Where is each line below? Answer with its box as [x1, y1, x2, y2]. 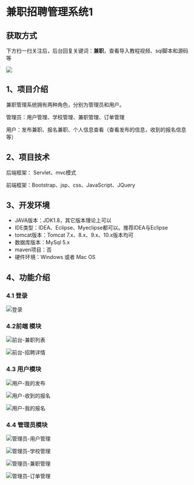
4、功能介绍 [6, 272, 51, 282]
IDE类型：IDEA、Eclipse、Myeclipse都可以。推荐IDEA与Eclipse [14, 224, 168, 231]
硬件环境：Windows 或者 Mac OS [14, 254, 96, 261]
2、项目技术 [6, 152, 50, 162]
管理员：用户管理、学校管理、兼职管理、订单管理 [6, 113, 125, 120]
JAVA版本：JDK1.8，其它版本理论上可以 [14, 217, 112, 224]
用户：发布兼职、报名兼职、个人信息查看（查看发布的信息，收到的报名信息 [6, 126, 186, 133]
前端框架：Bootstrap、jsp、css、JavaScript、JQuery [6, 181, 135, 188]
